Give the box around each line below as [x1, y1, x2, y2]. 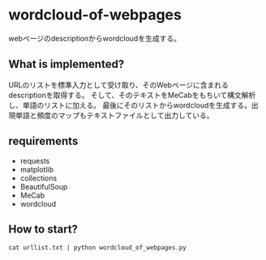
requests [19, 156, 50, 165]
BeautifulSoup [19, 181, 68, 191]
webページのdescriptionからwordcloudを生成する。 [8, 33, 181, 43]
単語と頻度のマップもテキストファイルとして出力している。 [15, 110, 214, 120]
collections [19, 173, 58, 183]
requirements [8, 134, 79, 148]
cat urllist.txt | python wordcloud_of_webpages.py [8, 244, 187, 252]
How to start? [8, 222, 79, 236]
